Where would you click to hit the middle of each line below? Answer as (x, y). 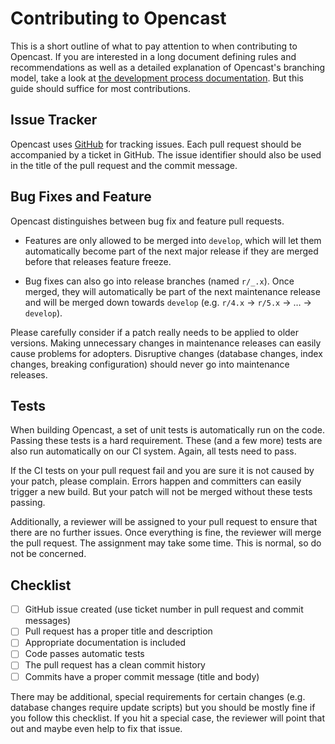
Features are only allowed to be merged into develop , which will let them (173, 240)
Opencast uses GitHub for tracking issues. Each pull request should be (156, 144)
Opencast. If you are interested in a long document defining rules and (153, 56)
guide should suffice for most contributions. (101, 88)
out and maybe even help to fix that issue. (96, 728)
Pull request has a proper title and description (118, 631)
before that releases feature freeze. (98, 261)
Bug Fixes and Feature (81, 197)
